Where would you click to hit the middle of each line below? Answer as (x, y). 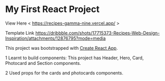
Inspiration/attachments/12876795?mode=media (56, 38)
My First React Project (52, 9)
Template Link (20, 33)
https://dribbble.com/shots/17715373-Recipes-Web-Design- (97, 33)
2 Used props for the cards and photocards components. (64, 73)
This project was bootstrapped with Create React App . (62, 48)
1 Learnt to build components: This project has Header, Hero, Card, (74, 58)
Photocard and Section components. (43, 63)
